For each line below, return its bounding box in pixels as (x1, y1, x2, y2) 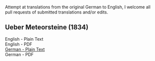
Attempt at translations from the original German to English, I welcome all (5, 4, 151, 10)
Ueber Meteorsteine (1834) (5, 23, 89, 31)
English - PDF (5, 41, 32, 47)
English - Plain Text (5, 36, 44, 42)
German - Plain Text (5, 46, 45, 52)
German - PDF (5, 51, 34, 57)
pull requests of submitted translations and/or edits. (5, 9, 108, 15)
